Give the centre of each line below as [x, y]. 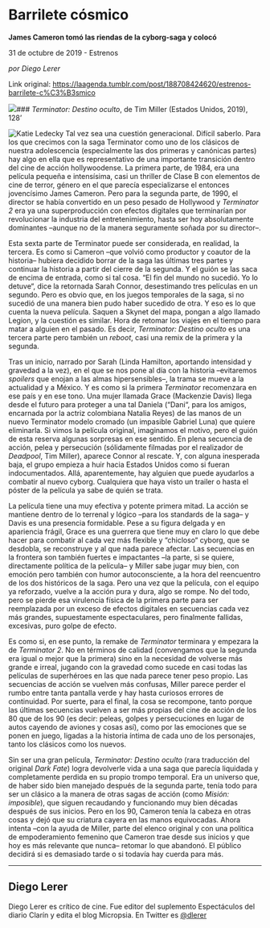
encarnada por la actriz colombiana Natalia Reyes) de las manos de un [125, 413]
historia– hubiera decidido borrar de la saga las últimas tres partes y [121, 260]
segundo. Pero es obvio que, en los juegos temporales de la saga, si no [127, 294]
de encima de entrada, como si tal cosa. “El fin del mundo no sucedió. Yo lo [133, 277]
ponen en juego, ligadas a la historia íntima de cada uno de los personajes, [132, 735]
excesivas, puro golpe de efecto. [63, 626]
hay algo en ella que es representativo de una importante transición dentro [132, 159]
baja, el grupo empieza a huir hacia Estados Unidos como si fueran [119, 464]
